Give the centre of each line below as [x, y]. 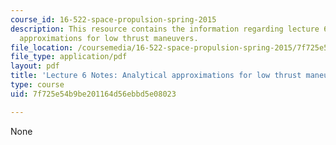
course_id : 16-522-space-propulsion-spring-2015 [113, 19]
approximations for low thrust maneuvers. [109, 38]
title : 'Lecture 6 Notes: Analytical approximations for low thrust [156, 76]
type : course [37, 85]
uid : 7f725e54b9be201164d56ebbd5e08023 [93, 94]
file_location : [42, 47]
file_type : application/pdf [69, 57]
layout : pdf [35, 66]
